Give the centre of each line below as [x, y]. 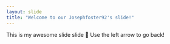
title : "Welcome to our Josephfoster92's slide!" [70, 17]
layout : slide [24, 12]
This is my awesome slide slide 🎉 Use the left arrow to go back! [86, 34]
